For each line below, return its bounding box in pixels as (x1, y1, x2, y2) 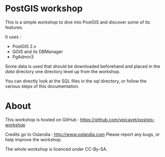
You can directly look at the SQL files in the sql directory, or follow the (5, 78, 147, 84)
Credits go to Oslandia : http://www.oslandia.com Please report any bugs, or (5, 131, 160, 137)
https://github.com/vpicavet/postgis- (80, 116, 155, 123)
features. (5, 24, 24, 30)
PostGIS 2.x (12, 43, 36, 49)
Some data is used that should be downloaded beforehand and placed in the (5, 63, 161, 69)
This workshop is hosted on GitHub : (5, 116, 79, 123)
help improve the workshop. (5, 136, 62, 142)
